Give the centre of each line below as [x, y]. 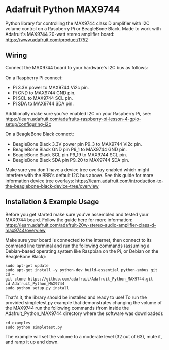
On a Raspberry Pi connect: [34, 78]
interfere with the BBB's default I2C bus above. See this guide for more [79, 175]
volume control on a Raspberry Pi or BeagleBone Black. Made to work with [83, 28]
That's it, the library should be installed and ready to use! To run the [76, 297]
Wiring [16, 56]
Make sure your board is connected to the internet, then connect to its [79, 240]
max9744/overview [25, 230]
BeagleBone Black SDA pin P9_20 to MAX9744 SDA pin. [71, 160]
